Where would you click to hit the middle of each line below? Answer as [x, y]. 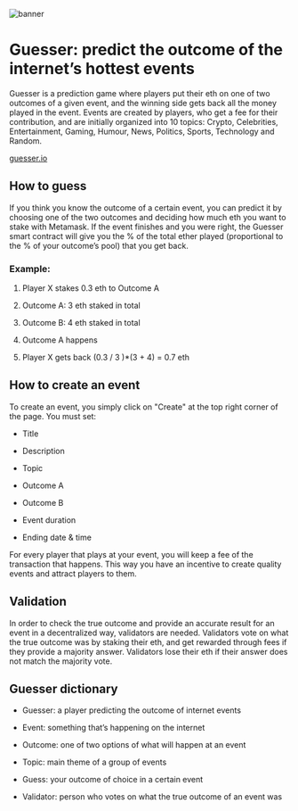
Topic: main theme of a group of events [94, 762]
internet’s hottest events [102, 69]
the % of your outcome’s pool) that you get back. [99, 245]
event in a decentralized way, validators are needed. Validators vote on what [149, 633]
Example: [30, 269]
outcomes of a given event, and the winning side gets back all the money [143, 103]
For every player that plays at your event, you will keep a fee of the [131, 554]
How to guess [48, 186]
